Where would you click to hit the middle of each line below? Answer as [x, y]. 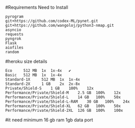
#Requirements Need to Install [37, 7]
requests [14, 34]
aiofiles [14, 48]
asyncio [13, 30]
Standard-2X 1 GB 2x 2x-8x [43, 84]
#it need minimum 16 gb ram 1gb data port [49, 120]
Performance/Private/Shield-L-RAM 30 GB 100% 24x [67, 102]
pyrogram [14, 17]
